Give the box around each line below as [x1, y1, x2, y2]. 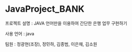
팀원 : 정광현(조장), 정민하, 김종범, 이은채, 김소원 [5, 41, 98, 47]
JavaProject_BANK [5, 3, 85, 15]
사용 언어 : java [5, 30, 34, 36]
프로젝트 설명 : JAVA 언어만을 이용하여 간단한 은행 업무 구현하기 [5, 20, 128, 26]
